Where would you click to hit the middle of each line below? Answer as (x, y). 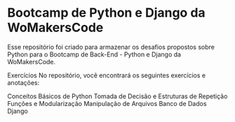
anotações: (23, 82)
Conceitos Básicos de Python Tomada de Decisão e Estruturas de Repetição (117, 96)
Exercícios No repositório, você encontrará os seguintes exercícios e (107, 75)
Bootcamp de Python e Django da (106, 13)
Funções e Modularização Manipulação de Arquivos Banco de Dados (107, 103)
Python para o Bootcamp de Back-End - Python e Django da (94, 54)
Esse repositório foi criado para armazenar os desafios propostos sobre (111, 47)
